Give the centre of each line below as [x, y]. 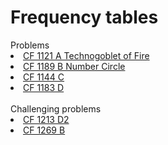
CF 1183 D [44, 87]
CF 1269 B [44, 130]
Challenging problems [56, 108]
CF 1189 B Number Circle [74, 66]
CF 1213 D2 [46, 119]
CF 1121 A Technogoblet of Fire [86, 55]
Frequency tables [84, 17]
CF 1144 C [44, 77]
